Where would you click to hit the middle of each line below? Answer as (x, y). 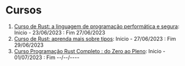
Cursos (24, 10)
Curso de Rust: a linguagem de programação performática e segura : (97, 26)
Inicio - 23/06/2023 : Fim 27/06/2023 (60, 32)
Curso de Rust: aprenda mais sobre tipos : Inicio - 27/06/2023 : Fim (95, 39)
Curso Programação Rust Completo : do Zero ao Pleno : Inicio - (90, 51)
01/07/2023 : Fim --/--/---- (47, 57)
